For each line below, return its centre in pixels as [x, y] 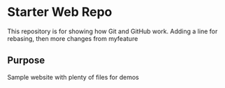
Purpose [26, 61]
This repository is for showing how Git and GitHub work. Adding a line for [112, 31]
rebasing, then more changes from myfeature [73, 38]
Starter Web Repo [60, 12]
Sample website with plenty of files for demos [73, 77]
